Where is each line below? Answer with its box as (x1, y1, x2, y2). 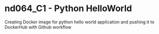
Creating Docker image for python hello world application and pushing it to (4, 19, 155, 25)
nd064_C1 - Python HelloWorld (4, 3, 132, 14)
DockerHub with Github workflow (4, 24, 72, 30)
